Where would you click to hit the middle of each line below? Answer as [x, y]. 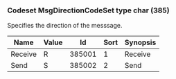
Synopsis [140, 42]
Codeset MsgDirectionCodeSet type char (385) [88, 10]
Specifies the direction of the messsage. [65, 26]
